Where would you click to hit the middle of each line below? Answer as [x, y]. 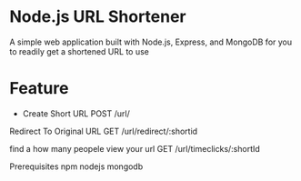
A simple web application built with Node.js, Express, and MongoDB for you [151, 42]
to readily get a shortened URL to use [80, 51]
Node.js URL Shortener [98, 17]
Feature [39, 89]
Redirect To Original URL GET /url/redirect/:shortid [104, 131]
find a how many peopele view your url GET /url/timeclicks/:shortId [135, 148]
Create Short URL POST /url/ [76, 113]
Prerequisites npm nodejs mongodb [76, 166]
